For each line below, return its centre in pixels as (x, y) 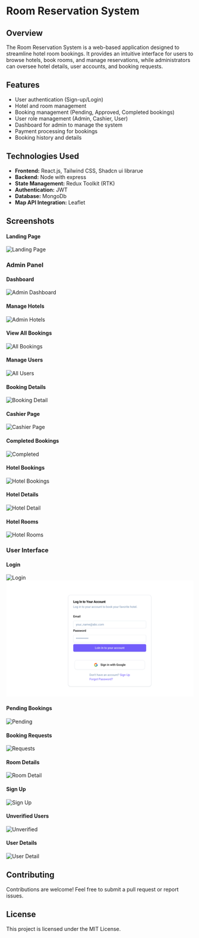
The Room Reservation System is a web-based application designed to (93, 47)
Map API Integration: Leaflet (50, 202)
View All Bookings (29, 333)
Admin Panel (25, 265)
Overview (25, 33)
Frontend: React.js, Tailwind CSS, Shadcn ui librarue (79, 171)
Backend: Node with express (50, 177)
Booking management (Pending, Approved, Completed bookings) (95, 112)
